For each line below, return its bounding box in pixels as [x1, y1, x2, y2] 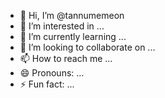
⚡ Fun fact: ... [19, 78, 75, 90]
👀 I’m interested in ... [19, 20, 105, 32]
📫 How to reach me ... [19, 53, 113, 64]
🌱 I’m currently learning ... [19, 31, 127, 42]
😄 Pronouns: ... [19, 67, 85, 79]
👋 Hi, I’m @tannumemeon [19, 10, 125, 21]
